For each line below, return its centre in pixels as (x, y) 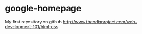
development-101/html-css (32, 26)
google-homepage (43, 8)
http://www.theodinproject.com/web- (100, 22)
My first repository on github (33, 22)
